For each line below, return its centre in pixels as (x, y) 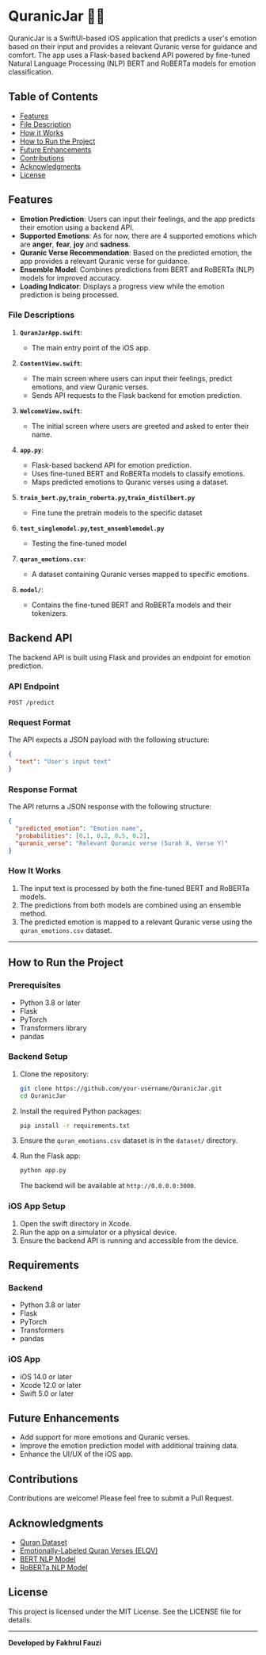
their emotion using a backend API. (77, 227)
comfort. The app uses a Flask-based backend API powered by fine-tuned (129, 55)
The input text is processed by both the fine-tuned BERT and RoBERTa (135, 888)
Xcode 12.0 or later (50, 1385)
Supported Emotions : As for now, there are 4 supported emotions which (138, 235)
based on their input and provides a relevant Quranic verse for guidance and (133, 46)
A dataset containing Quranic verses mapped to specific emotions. (140, 574)
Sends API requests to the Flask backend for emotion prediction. (137, 395)
